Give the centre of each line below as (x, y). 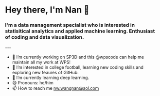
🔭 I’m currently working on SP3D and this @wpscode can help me (78, 57)
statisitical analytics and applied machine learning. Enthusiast (80, 31)
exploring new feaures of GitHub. (45, 73)
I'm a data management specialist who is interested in (70, 25)
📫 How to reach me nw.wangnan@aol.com (55, 88)
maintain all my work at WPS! (41, 62)
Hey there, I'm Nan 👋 (47, 10)
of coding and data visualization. (44, 37)
